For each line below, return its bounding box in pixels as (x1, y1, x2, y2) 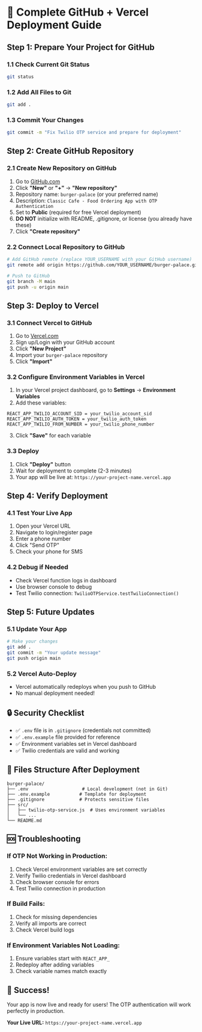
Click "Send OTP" (15, 542, 59, 549)
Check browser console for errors (15, 878, 100, 885)
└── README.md (7, 817, 43, 823)
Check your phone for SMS (15, 548, 83, 555)
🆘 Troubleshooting (7, 834, 81, 844)
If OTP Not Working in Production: (7, 852, 107, 860)
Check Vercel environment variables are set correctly (15, 866, 147, 873)
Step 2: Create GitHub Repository (7, 146, 134, 156)
